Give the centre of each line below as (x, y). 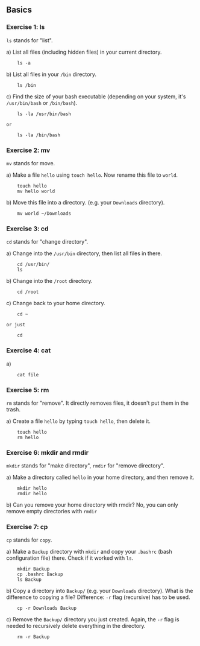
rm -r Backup (33, 637)
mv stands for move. (31, 163)
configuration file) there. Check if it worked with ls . (70, 558)
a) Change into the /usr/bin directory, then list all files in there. (84, 253)
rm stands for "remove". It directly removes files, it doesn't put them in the (97, 403)
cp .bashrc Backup (40, 575)
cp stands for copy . (29, 540)
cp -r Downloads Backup (47, 609)
